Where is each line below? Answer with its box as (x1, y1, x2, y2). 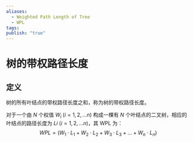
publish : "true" (6, 30, 46, 36)
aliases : (6, 8, 27, 15)
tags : (6, 25, 19, 31)
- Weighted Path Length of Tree (11, 14, 91, 20)
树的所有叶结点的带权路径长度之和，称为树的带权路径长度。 (6, 99, 150, 106)
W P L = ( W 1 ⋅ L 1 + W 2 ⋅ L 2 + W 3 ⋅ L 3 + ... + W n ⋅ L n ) (39, 129, 157, 137)
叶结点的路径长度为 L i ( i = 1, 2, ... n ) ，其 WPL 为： (6, 119, 123, 126)
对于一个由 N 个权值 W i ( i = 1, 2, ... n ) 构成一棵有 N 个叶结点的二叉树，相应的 (6, 112, 187, 120)
